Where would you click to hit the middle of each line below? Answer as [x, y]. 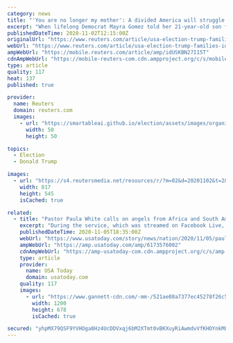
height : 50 [41, 136]
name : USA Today [49, 271]
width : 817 [35, 187]
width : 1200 [50, 303]
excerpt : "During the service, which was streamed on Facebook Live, [122, 226]
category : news [29, 14]
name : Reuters [34, 104]
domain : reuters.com [43, 111]
